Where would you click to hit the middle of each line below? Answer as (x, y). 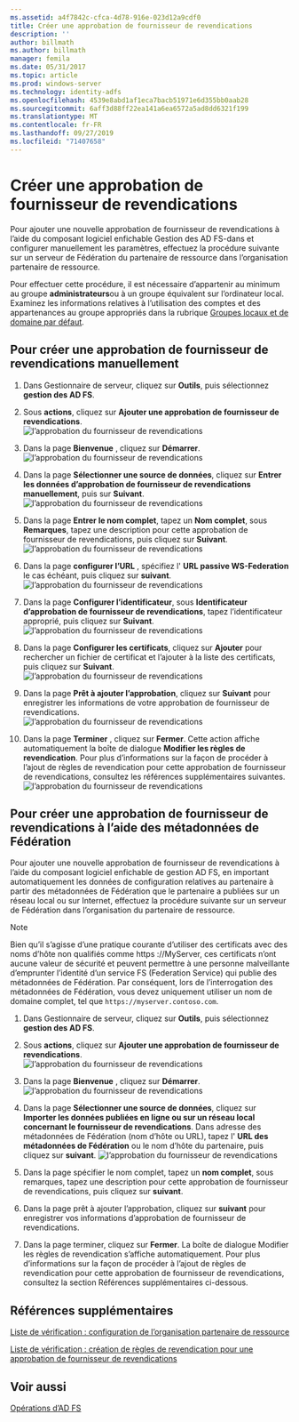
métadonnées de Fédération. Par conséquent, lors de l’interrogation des (142, 983)
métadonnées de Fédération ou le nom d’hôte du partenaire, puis (143, 1146)
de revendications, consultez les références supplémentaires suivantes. (154, 776)
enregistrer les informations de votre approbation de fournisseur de (146, 703)
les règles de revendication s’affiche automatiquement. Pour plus (142, 1254)
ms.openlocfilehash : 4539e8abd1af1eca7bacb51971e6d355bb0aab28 (130, 100)
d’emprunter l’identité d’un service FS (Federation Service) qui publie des (144, 973)
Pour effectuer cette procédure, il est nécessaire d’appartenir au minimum (145, 284)
